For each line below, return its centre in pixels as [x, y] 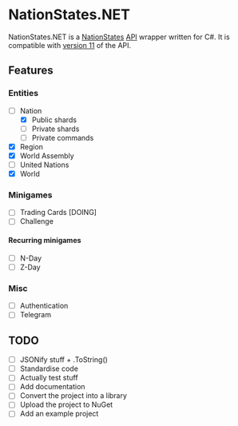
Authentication [44, 306]
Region [32, 146]
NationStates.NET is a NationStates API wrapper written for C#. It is [119, 37]
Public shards [54, 119]
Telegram [36, 315]
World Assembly [47, 155]
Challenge [37, 221]
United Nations [44, 165]
